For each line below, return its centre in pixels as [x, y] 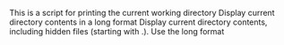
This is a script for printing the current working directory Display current [142, 13]
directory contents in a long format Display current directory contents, [138, 22]
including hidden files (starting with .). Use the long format [117, 31]
